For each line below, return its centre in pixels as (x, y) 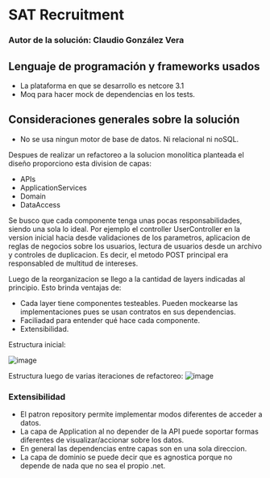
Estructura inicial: (37, 344)
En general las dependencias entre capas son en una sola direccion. (133, 449)
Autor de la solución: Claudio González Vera (96, 40)
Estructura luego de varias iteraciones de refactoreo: (96, 375)
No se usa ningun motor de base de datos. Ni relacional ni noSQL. (129, 139)
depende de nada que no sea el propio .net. (93, 466)
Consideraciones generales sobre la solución (124, 120)
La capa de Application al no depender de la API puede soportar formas (139, 432)
